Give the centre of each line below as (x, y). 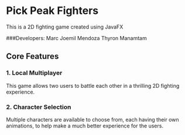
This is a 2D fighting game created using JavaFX (65, 27)
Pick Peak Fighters (52, 11)
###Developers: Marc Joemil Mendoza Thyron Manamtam (77, 38)
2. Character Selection (39, 107)
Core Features (32, 56)
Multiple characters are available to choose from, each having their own (93, 119)
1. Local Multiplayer (34, 73)
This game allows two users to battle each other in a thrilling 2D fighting (93, 86)
